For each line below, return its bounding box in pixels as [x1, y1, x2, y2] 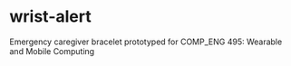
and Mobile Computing [9, 45, 95, 56]
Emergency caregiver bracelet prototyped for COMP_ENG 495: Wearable [9, 36, 283, 47]
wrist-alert [9, 6, 92, 27]
